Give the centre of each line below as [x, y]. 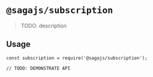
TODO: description [44, 25]
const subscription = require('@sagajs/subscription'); [77, 58]
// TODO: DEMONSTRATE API [38, 68]
